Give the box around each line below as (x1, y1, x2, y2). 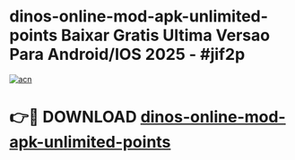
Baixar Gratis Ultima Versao (61, 25, 271, 46)
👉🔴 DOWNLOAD (9, 107, 137, 127)
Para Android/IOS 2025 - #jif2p (9, 45, 246, 64)
